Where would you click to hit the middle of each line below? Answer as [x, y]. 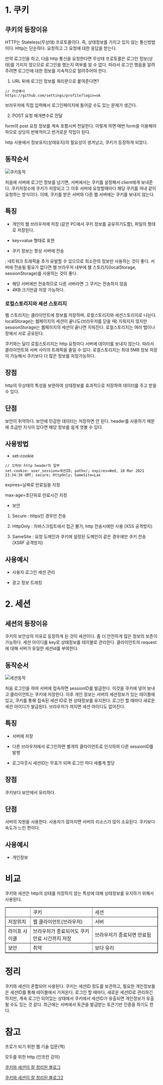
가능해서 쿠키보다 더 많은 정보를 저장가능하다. [53, 356]
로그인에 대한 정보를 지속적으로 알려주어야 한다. [63, 71]
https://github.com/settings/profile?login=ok [53, 96]
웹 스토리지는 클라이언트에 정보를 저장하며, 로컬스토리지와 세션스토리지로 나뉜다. [81, 315]
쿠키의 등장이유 [26, 29]
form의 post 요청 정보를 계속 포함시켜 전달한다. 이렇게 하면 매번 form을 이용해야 [81, 126]
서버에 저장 [23, 736]
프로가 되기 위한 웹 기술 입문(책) [35, 1046]
